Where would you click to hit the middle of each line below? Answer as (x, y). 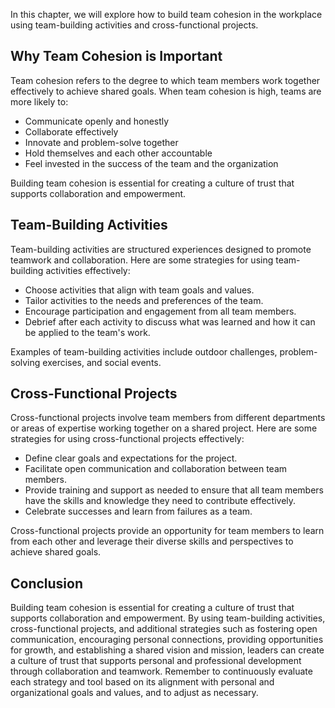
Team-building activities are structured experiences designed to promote (161, 249)
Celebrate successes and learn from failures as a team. (138, 511)
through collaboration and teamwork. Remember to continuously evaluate (161, 671)
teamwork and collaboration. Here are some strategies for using (142, 260)
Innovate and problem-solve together (101, 142)
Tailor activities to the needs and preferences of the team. (144, 300)
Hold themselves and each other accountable (118, 153)
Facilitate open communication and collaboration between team (156, 469)
